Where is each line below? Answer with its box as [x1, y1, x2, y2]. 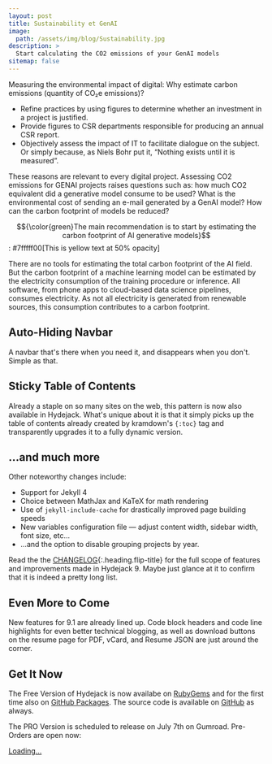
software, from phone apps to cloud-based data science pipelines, [8, 284, 231, 294]
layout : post [8, 11, 53, 20]
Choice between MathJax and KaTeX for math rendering [19, 497, 209, 506]
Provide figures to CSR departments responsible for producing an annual [19, 121, 264, 131]
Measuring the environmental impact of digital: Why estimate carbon [8, 79, 238, 89]
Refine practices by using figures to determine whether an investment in [19, 103, 262, 114]
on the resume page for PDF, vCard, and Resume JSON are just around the [8, 635, 259, 645]
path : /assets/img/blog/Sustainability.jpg [15, 34, 165, 43]
